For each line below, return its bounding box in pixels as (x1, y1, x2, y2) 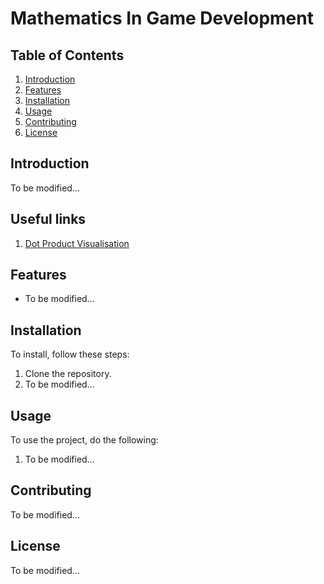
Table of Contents (10, 47, 125, 64)
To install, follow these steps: (10, 348, 130, 361)
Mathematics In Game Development (10, 7, 314, 30)
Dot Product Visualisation (24, 237, 130, 249)
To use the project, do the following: (10, 434, 159, 446)
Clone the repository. (24, 368, 112, 380)
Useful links (10, 211, 87, 228)
